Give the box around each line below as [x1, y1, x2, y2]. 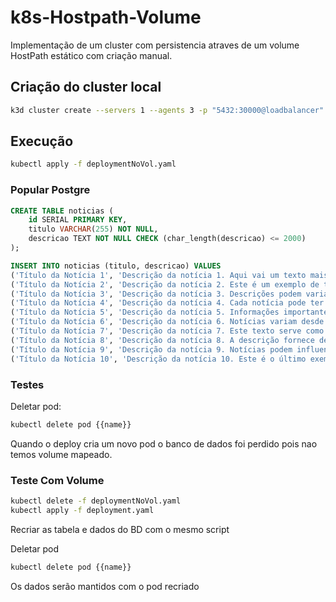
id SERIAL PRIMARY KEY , [28, 215, 128, 225]
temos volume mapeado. [10, 448, 113, 460]
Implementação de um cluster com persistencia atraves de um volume [10, 39, 300, 51]
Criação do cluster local [10, 79, 162, 96]
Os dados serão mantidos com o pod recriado [10, 580, 200, 592]
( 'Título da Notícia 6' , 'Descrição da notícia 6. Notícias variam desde [10, 317, 325, 327]
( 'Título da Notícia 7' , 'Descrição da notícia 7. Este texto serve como [10, 326, 325, 336]
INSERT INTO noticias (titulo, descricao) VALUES [10, 261, 222, 271]
